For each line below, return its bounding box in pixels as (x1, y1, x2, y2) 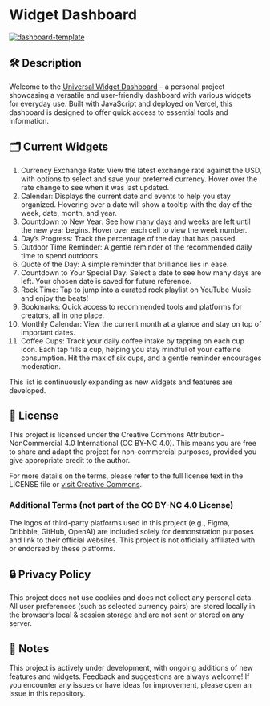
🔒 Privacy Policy (9, 568, 91, 582)
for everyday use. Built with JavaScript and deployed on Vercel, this (9, 99, 233, 108)
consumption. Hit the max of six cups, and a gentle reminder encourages (20, 353, 262, 363)
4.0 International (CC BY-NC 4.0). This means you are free (64, 439, 257, 448)
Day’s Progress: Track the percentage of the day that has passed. (20, 233, 237, 243)
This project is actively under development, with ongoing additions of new (9, 663, 253, 673)
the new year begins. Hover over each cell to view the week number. (20, 225, 248, 234)
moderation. (20, 361, 61, 371)
